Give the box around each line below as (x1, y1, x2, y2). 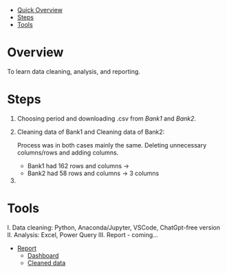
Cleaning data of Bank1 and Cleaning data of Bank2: (17, 128, 165, 136)
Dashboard (27, 251, 59, 259)
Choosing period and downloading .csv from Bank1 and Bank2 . (17, 114, 197, 123)
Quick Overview (17, 6, 63, 14)
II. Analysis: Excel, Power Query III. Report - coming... (7, 230, 158, 239)
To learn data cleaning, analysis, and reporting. (7, 67, 141, 75)
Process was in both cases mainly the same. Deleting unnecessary (17, 141, 207, 149)
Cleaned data (27, 259, 66, 267)
